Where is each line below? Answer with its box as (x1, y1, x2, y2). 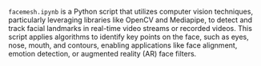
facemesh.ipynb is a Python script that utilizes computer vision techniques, (8, 7, 254, 16)
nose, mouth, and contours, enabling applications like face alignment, (8, 41, 238, 50)
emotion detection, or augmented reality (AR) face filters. (8, 49, 197, 58)
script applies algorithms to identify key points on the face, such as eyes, (8, 32, 250, 41)
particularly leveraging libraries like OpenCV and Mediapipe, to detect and (8, 15, 253, 25)
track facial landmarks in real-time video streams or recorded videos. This (8, 24, 252, 33)
